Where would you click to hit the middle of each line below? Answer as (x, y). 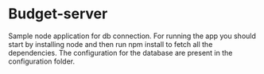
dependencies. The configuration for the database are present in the (120, 53)
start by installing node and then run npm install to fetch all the (111, 44)
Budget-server (58, 14)
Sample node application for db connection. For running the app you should (132, 36)
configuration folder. (42, 61)
